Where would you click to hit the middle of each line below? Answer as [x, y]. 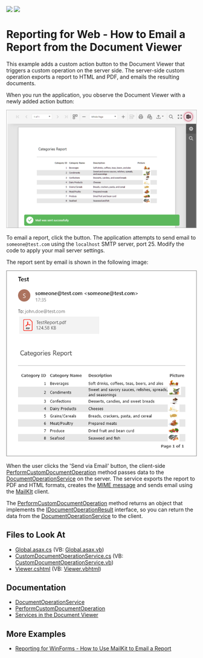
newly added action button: [40, 101]
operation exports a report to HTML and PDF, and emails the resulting [93, 77]
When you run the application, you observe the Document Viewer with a [96, 95]
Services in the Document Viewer [56, 615]
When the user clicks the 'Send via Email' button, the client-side [86, 465]
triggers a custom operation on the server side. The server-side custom [95, 70]
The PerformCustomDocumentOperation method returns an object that [95, 503]
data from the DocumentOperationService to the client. [75, 516]
